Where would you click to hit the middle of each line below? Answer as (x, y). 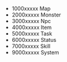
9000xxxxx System (35, 52)
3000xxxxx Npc (31, 21)
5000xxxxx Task (32, 34)
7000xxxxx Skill (31, 46)
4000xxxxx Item (32, 27)
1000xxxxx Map (31, 9)
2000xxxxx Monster (36, 15)
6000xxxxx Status (34, 40)
